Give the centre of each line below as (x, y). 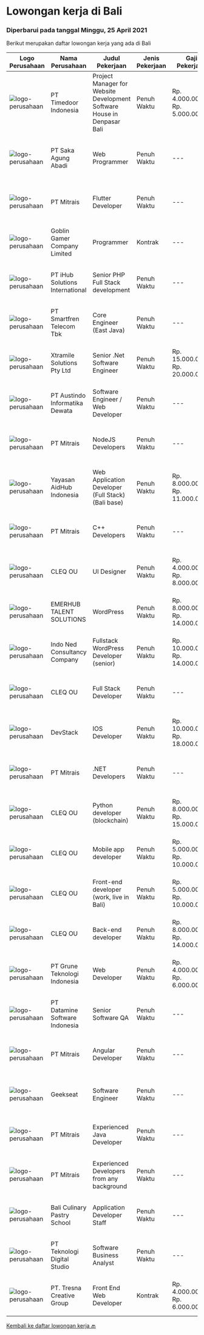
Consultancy (69, 652)
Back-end (107, 930)
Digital (60, 1259)
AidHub (61, 487)
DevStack (65, 733)
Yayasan (63, 480)
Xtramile (63, 355)
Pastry (60, 1215)
